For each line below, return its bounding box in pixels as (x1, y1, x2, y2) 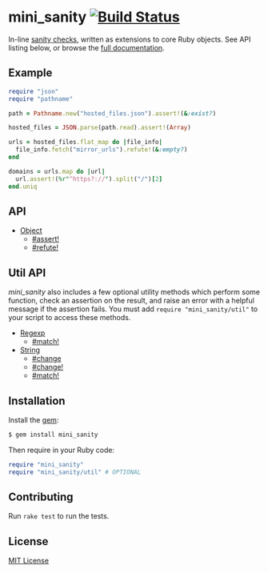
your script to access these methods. (8, 313, 131, 323)
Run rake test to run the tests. (8, 511, 110, 521)
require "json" (8, 87, 59, 95)
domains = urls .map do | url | (8, 167, 106, 175)
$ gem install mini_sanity (8, 431, 98, 439)
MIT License (8, 556, 50, 566)
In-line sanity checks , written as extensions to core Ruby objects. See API (8, 34, 251, 44)
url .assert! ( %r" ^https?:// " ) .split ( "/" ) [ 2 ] (15, 174, 162, 183)
